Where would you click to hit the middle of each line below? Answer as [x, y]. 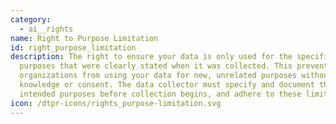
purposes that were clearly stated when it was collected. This [156, 66]
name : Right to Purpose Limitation [84, 38]
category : [31, 19]
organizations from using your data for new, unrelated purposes [158, 76]
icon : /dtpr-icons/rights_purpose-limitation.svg [116, 103]
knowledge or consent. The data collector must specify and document [167, 85]
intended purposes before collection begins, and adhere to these [160, 94]
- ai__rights [46, 29]
